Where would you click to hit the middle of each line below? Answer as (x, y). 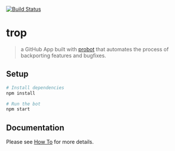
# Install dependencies (35, 88)
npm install (21, 93)
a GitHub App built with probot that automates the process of (95, 49)
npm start (18, 109)
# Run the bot (24, 104)
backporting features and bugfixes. (63, 55)
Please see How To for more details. (50, 142)
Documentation (35, 128)
